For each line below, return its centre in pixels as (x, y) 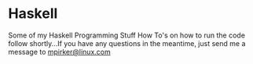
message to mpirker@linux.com (60, 52)
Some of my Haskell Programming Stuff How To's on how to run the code (127, 35)
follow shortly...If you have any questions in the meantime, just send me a (127, 43)
